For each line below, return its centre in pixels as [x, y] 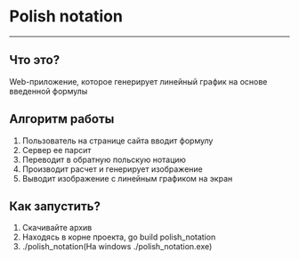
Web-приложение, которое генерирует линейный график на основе [138, 81]
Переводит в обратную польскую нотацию [104, 159]
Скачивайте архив [57, 228]
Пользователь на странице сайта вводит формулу [117, 141]
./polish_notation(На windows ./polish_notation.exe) [117, 247]
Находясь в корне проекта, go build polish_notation [119, 237]
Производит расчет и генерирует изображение [112, 169]
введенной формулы [48, 91]
